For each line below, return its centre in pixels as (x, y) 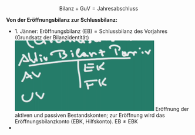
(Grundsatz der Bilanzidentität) (52, 37)
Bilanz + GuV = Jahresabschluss (99, 9)
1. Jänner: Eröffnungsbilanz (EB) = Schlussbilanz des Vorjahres (91, 31)
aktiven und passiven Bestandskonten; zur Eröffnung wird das (90, 115)
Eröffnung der (172, 109)
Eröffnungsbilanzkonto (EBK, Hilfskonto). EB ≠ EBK (76, 122)
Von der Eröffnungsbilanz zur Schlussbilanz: (62, 20)
